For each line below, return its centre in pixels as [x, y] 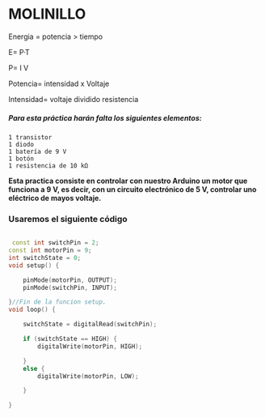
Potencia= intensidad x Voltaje [59, 83]
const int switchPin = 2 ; [55, 243]
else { [34, 368]
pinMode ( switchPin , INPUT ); [70, 287]
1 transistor [30, 137]
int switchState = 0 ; [45, 257]
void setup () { [34, 265]
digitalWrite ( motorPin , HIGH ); [90, 346]
